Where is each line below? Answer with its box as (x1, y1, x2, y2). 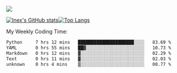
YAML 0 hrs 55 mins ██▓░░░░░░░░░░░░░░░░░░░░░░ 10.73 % (6, 45, 171, 51)
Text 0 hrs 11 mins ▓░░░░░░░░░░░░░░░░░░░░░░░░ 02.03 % (6, 56, 171, 62)
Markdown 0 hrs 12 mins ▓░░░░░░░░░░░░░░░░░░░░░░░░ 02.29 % (6, 50, 171, 56)
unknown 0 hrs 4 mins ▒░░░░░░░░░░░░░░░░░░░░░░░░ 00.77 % (6, 61, 171, 67)
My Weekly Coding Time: (6, 28, 68, 35)
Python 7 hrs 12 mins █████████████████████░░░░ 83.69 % (6, 39, 171, 45)
